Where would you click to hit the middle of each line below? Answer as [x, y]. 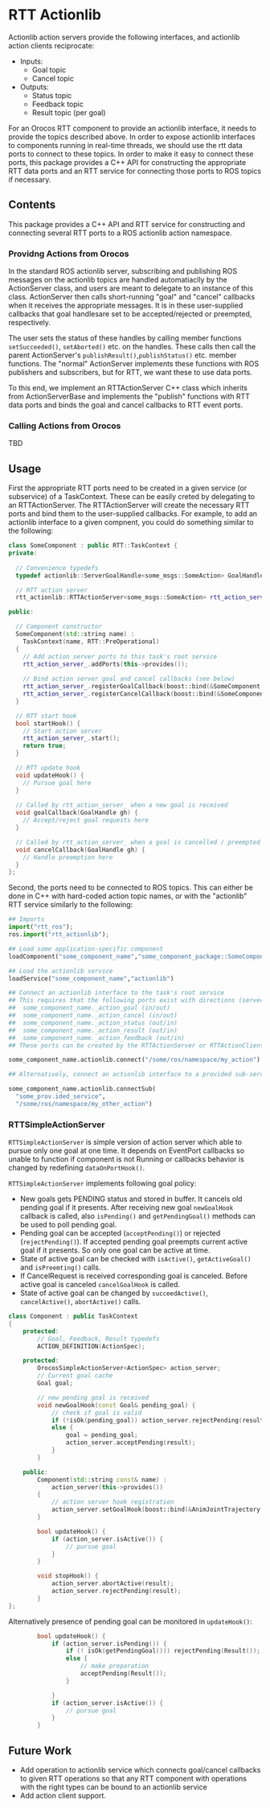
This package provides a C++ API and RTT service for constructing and [127, 224]
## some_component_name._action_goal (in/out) [90, 1008]
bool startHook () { [48, 723]
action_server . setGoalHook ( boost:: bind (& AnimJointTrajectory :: [159, 1510]
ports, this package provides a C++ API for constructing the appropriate [127, 162]
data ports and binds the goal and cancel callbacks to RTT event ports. [126, 405]
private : [23, 553]
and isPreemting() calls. [60, 1267]
